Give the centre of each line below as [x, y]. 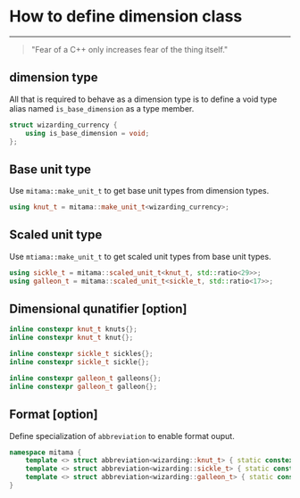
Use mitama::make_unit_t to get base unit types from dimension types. [139, 191]
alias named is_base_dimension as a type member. [102, 108]
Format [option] [54, 415]
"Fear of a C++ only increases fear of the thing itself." [129, 49]
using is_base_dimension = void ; [87, 133]
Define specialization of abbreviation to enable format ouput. [122, 436]
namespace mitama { [46, 452]
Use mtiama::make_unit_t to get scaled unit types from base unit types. [140, 256]
